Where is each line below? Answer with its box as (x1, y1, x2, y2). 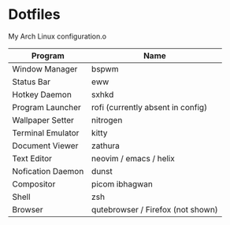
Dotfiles (8, 6, 61, 24)
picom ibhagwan (91, 179, 154, 190)
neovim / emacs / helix (91, 153, 175, 164)
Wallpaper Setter (12, 114, 75, 125)
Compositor (12, 179, 56, 190)
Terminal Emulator (12, 127, 80, 138)
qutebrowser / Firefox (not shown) (91, 204, 218, 215)
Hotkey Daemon (12, 89, 72, 100)
